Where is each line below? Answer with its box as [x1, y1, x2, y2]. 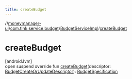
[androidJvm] [5, 58, 33, 64]
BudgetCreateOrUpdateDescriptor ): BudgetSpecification [5, 68, 118, 74]
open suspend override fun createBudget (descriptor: [5, 63, 111, 69]
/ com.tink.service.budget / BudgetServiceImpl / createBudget [8, 25, 127, 31]
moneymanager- [8, 20, 41, 26]
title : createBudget [5, 7, 47, 12]
